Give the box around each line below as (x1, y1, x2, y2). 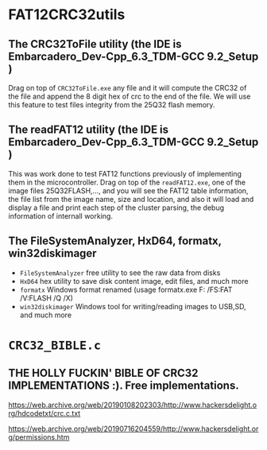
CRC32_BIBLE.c (8, 338, 102, 353)
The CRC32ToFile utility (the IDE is (8, 37, 182, 51)
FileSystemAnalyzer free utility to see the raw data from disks (19, 268, 221, 277)
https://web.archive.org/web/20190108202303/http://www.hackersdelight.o (8, 400, 257, 409)
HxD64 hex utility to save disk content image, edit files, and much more (19, 276, 249, 285)
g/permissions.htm (8, 432, 70, 442)
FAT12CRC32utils (8, 6, 126, 24)
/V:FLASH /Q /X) (19, 293, 74, 303)
